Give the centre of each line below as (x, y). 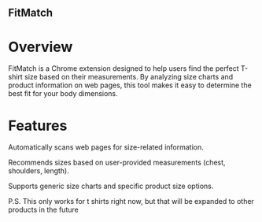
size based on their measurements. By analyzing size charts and (129, 77)
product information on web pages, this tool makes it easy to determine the (130, 85)
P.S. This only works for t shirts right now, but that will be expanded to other (131, 202)
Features (38, 126)
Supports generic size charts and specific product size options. (111, 186)
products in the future (43, 210)
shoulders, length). (39, 171)
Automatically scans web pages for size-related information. (106, 147)
